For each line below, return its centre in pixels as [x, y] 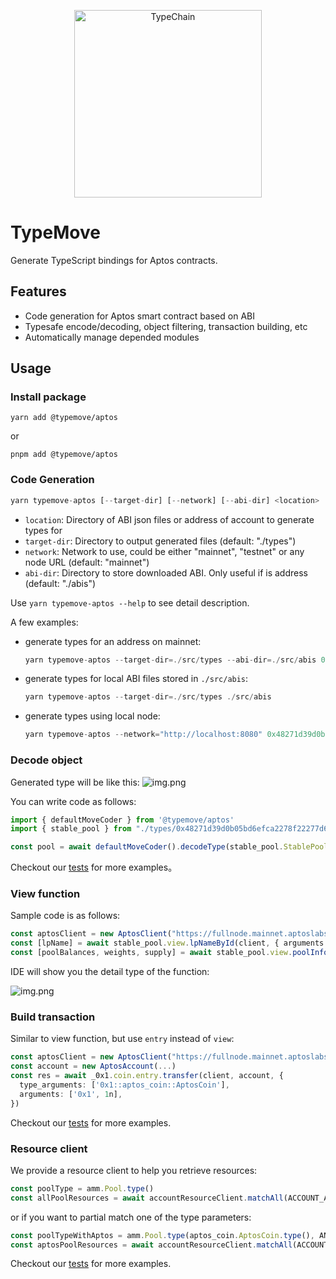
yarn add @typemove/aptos [64, 418]
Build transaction [53, 1017]
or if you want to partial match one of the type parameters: [131, 1217]
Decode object [46, 760]
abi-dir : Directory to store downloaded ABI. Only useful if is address [166, 572]
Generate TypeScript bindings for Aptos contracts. [114, 260]
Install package [48, 397]
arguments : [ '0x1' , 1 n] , [71, 1094]
